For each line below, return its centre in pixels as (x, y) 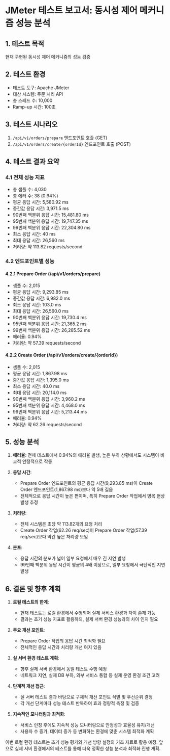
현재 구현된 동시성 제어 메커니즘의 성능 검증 (48, 57)
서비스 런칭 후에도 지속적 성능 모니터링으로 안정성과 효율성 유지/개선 (87, 725)
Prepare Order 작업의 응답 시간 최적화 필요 (63, 641)
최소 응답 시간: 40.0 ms (36, 386)
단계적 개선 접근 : (29, 686)
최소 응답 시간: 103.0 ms (37, 305)
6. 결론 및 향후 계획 (33, 589)
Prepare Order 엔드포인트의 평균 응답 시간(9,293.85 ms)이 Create (87, 483)
